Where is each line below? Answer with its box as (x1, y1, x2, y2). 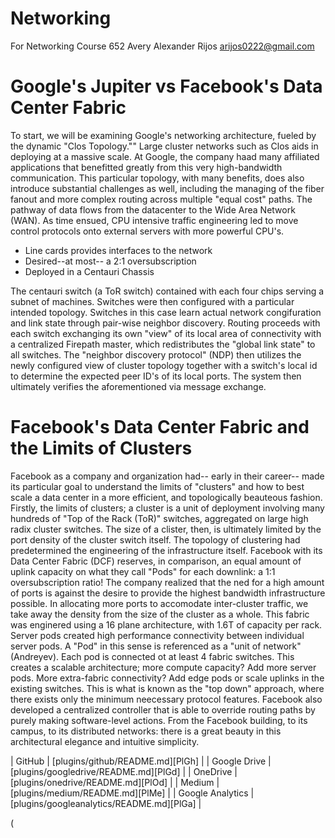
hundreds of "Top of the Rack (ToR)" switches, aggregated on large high (10, 512, 309, 524)
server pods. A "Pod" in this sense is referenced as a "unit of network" (10, 640, 302, 652)
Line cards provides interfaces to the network (24, 244, 213, 256)
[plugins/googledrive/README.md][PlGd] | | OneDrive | (10, 765, 238, 777)
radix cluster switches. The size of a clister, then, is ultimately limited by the (10, 523, 322, 535)
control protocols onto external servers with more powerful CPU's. (10, 225, 285, 237)
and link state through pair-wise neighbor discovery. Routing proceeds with (10, 317, 321, 329)
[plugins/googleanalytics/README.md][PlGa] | (10, 797, 202, 809)
